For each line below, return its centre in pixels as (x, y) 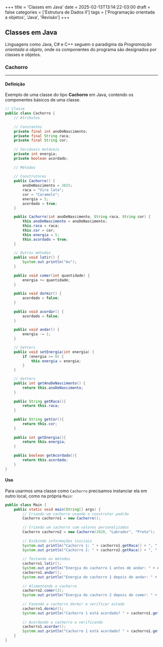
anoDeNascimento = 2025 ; (48, 186)
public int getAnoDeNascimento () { (50, 383)
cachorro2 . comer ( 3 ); (43, 591)
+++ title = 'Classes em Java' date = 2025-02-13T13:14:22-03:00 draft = (78, 7)
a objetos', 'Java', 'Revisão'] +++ (37, 17)
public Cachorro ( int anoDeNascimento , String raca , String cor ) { (82, 217)
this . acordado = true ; (45, 239)
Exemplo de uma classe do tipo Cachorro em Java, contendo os (69, 95)
